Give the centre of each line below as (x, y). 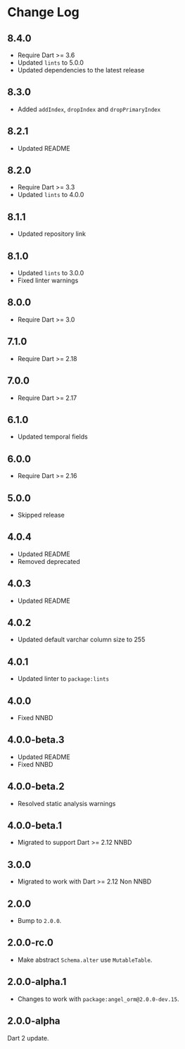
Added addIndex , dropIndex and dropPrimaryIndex (89, 109)
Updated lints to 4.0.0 (51, 195)
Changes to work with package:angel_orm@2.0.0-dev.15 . (98, 999)
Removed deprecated (49, 561)
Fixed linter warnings (48, 281)
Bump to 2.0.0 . (39, 921)
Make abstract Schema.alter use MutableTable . (85, 960)
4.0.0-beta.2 (36, 787)
